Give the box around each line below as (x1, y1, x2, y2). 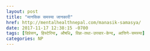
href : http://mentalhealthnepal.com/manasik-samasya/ (6, 19, 142, 25)
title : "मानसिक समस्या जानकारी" (6, 14, 73, 20)
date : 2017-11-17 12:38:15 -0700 (6, 25, 89, 31)
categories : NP (6, 36, 44, 42)
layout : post (6, 8, 38, 15)
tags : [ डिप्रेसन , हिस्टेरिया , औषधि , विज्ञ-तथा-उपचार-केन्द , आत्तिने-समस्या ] (6, 30, 145, 36)
